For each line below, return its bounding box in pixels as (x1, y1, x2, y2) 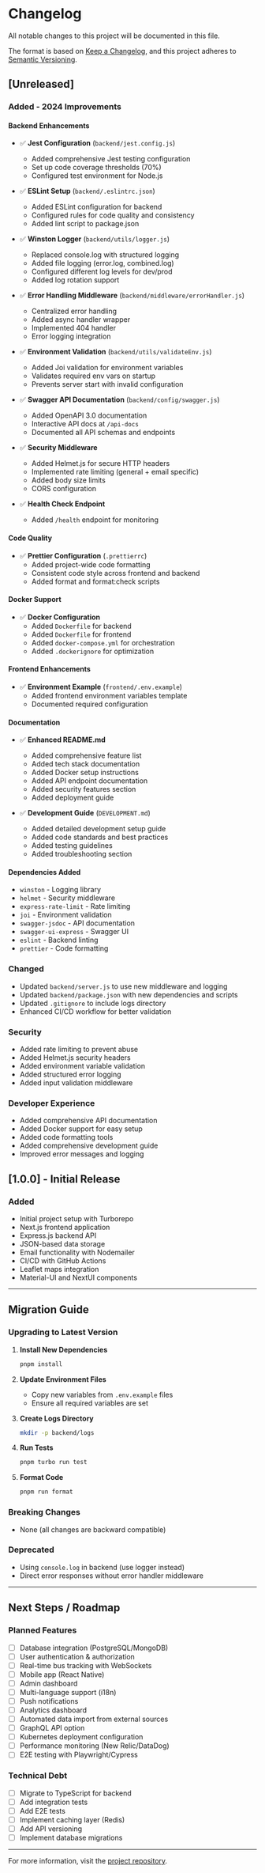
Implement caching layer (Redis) (19, 1814, 125, 1824)
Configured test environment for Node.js (31, 171, 163, 180)
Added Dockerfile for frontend (31, 630, 132, 639)
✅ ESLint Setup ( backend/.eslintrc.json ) (19, 187, 155, 196)
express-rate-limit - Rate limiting (19, 902, 131, 911)
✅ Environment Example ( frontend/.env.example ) (19, 682, 183, 692)
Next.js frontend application (19, 1223, 110, 1232)
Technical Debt (8, 1770, 68, 1781)
